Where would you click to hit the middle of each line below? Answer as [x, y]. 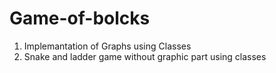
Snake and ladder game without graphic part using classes [145, 56]
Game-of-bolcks [80, 18]
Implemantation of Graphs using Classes [107, 46]
